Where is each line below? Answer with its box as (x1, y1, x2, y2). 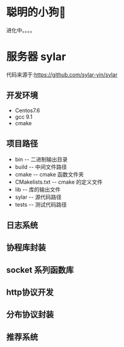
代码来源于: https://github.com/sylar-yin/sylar (6, 70, 118, 78)
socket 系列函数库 (6, 264, 74, 275)
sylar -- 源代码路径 (14, 193, 62, 201)
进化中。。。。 (6, 27, 36, 34)
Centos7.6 (14, 107, 40, 114)
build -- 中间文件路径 (14, 163, 67, 170)
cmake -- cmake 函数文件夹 (14, 170, 84, 178)
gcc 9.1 (14, 113, 33, 120)
